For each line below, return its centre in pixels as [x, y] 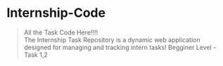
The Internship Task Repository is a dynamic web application [112, 39]
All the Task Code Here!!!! [61, 32]
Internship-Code [56, 13]
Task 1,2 [36, 55]
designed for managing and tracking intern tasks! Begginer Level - [120, 47]
